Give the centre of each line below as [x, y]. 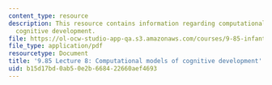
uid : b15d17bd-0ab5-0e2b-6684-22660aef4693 [83, 69]
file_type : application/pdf [56, 46]
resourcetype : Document [49, 53]
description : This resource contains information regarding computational [137, 23]
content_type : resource [49, 16]
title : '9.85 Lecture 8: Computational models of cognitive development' [136, 62]
